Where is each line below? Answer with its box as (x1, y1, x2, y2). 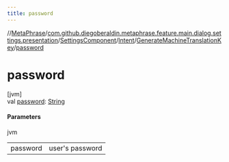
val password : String (7, 97, 65, 105)
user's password (49, 143, 103, 152)
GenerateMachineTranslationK (136, 36, 222, 44)
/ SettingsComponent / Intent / (57, 36, 137, 44)
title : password (7, 10, 53, 17)
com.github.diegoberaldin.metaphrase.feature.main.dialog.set (47, 29, 222, 37)
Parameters (7, 113, 41, 121)
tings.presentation (7, 36, 58, 44)
